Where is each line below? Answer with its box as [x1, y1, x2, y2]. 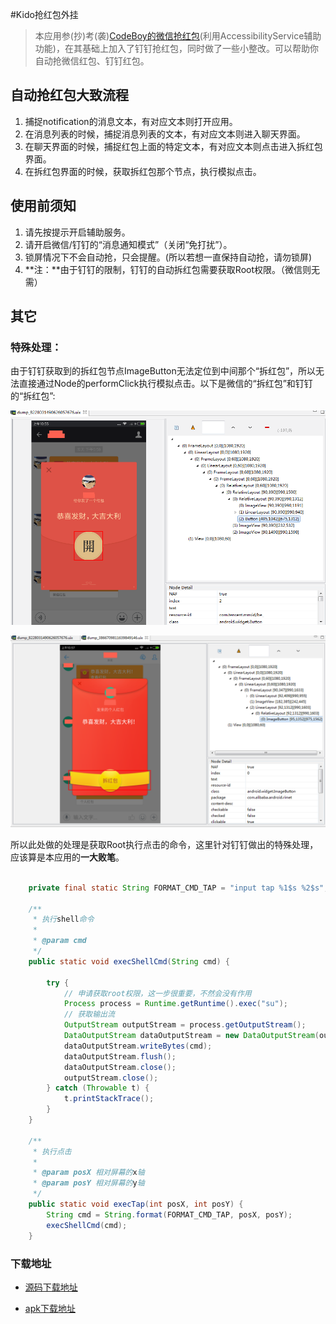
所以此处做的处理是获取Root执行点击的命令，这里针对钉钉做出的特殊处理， [10, 838, 319, 850]
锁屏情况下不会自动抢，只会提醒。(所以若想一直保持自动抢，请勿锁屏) [24, 251, 313, 263]
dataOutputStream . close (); [63, 1062, 177, 1072]
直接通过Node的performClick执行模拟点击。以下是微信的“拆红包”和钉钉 [18, 378, 313, 390]
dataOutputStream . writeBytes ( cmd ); [63, 1041, 213, 1051]
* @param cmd [32, 936, 87, 946]
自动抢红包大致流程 [10, 87, 129, 104]
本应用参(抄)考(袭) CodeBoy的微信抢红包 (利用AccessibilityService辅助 [34, 30, 322, 42]
